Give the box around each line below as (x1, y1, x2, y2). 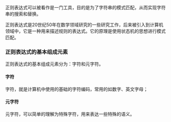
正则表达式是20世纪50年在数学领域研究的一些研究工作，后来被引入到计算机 (5, 22, 164, 28)
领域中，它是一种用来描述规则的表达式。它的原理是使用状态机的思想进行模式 (5, 28, 166, 34)
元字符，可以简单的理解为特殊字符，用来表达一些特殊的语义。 (5, 111, 135, 117)
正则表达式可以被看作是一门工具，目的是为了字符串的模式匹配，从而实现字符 (5, 5, 166, 10)
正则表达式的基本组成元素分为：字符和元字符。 (5, 61, 103, 67)
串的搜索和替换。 (5, 11, 41, 17)
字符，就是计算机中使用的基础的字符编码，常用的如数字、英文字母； (5, 86, 148, 92)
